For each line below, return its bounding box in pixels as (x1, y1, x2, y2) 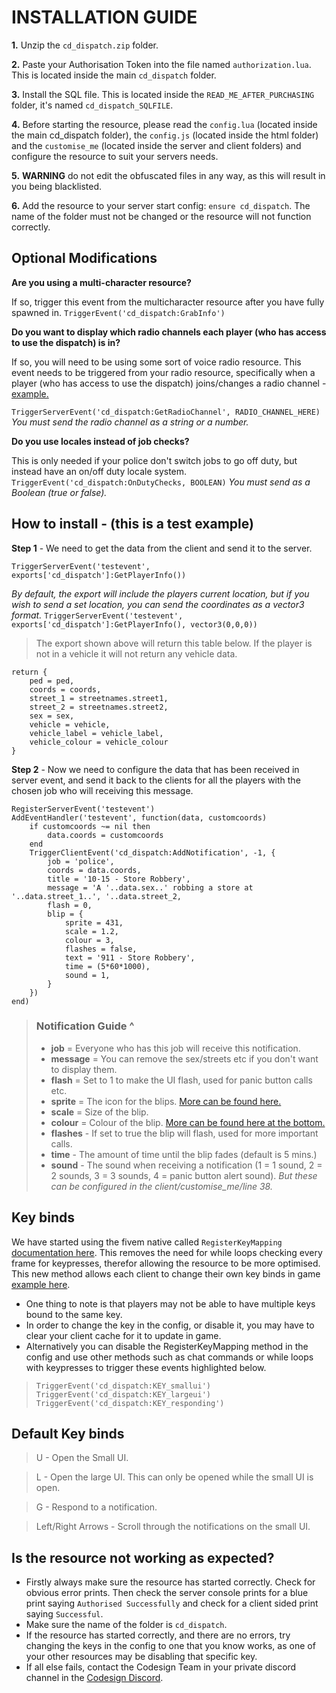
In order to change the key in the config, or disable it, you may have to (25, 1319, 315, 1331)
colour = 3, (64, 935, 115, 945)
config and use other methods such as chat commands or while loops (25, 1351, 314, 1363)
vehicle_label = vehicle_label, (29, 728, 164, 738)
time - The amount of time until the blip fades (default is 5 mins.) (50, 1148, 318, 1160)
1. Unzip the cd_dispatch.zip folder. (11, 39, 159, 51)
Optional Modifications (11, 250, 158, 267)
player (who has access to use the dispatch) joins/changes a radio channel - (11, 377, 327, 389)
